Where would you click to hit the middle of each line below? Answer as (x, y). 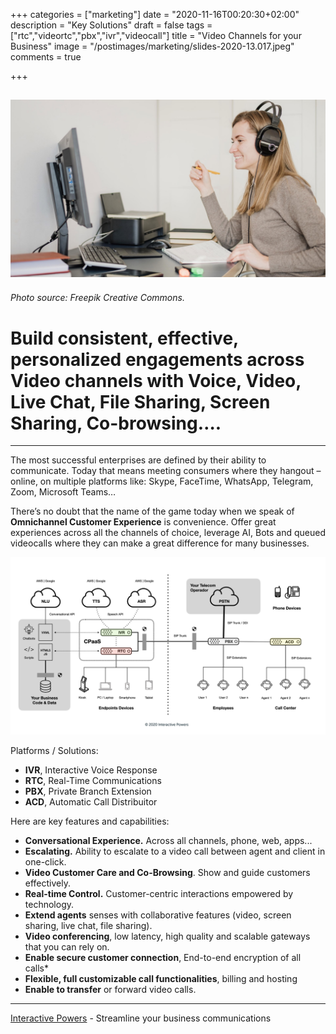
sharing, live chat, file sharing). (88, 925)
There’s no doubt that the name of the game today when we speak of (152, 511)
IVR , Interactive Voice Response (91, 770)
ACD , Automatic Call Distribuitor (91, 801)
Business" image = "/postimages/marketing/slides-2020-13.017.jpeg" (152, 46)
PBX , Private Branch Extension (88, 791)
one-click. (45, 861)
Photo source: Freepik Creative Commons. (97, 298)
